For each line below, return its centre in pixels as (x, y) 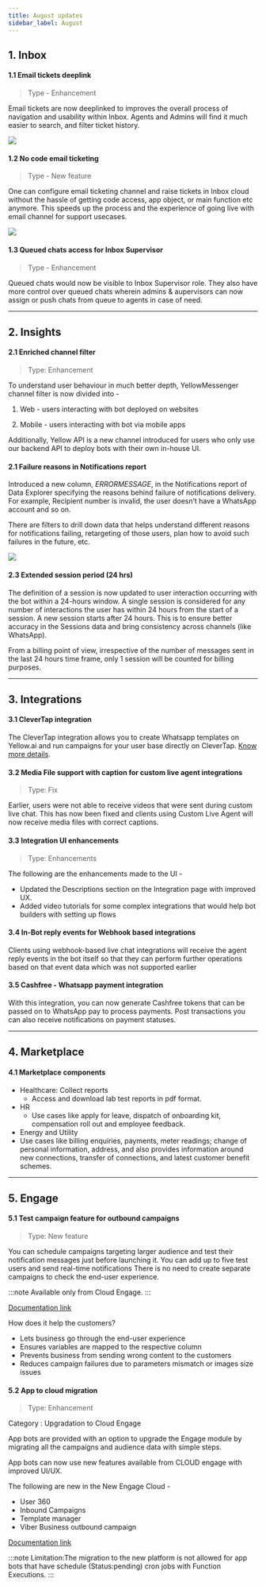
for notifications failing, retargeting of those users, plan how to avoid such (129, 534)
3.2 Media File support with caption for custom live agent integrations (125, 772)
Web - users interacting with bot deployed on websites (109, 409)
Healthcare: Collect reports (64, 1090)
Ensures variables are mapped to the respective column (110, 1347)
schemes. (36, 1166)
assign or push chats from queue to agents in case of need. (106, 299)
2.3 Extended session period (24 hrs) (70, 575)
